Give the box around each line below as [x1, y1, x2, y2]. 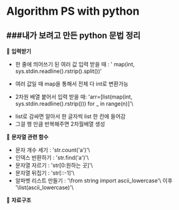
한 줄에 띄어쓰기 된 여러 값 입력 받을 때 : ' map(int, [15, 61, 135, 68]
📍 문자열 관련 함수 [6, 133, 49, 140]
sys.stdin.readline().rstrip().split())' [15, 67, 102, 75]
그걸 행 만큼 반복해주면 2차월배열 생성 [15, 121, 106, 127]
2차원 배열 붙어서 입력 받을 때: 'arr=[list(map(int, [15, 93, 133, 100]
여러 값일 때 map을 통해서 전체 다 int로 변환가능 [15, 80, 129, 87]
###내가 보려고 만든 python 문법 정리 [6, 30, 141, 40]
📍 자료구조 [6, 197, 32, 203]
